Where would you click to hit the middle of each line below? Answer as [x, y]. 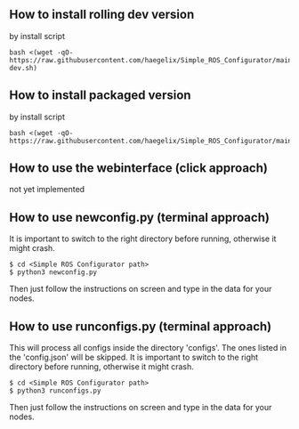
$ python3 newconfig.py [53, 272]
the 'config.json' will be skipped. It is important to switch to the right [134, 357]
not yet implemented [47, 190]
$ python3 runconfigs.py [55, 391]
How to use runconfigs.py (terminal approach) [141, 326]
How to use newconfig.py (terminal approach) [139, 217]
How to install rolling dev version [102, 15]
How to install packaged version [100, 96]
